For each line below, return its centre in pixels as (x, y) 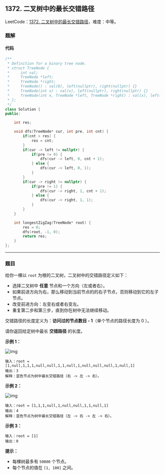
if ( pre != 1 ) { (47, 186)
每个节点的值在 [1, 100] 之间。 (44, 468)
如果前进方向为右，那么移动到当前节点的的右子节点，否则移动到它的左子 (85, 292)
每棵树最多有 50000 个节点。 (41, 462)
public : (13, 114)
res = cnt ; (42, 141)
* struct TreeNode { (28, 68)
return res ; (35, 237)
